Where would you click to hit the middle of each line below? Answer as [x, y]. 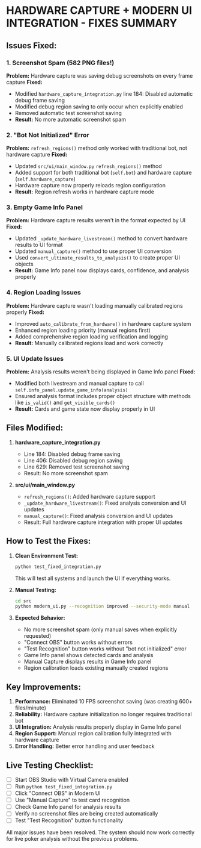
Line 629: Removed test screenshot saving [77, 467]
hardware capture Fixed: [37, 155]
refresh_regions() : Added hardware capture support [89, 496]
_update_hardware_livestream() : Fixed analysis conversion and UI [105, 503]
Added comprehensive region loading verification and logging [91, 336]
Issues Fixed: [31, 45]
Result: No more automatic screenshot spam [70, 119]
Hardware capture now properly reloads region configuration [90, 185]
